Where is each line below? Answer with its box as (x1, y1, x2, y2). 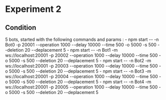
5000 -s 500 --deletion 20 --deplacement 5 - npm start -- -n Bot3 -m (9, 68, 152, 74)
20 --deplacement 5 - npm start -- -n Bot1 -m (24, 47, 118, 53)
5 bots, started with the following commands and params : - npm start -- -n (5, 36, 159, 42)
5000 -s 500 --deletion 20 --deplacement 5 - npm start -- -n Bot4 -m (9, 79, 152, 85)
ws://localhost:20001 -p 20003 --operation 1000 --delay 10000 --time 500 (5, 63, 158, 69)
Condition (5, 23, 36, 32)
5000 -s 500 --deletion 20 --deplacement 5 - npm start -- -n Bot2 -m (9, 58, 151, 63)
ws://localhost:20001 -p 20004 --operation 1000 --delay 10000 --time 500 (5, 74, 158, 79)
